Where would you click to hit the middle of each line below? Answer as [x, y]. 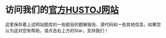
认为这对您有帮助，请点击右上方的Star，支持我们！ [57, 30]
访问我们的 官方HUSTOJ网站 [62, 10]
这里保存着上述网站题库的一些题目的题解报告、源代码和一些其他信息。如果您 [83, 24]
